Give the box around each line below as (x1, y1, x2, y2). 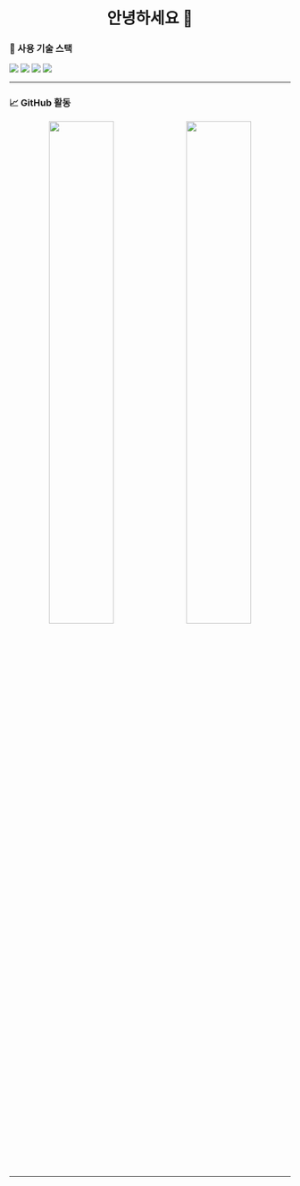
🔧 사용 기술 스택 (9, 42, 73, 55)
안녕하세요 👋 (106, 8, 194, 29)
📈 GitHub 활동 (9, 97, 71, 109)
